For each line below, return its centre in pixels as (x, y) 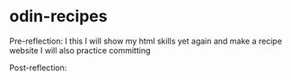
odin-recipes (58, 16)
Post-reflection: (38, 68)
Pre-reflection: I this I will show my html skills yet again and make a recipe (146, 41)
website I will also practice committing (80, 50)
